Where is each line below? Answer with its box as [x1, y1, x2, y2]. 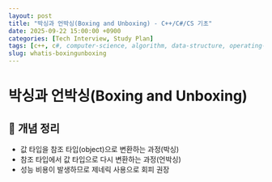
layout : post [8, 11, 53, 20]
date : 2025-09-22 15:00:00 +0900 [8, 27, 121, 35]
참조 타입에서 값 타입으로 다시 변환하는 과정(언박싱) [19, 154, 181, 164]
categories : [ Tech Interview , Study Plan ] [8, 34, 154, 43]
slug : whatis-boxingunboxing [8, 49, 107, 57]
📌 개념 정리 [8, 121, 61, 135]
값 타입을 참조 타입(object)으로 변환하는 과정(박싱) [19, 145, 180, 154]
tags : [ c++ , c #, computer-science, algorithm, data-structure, [8, 42, 227, 50]
